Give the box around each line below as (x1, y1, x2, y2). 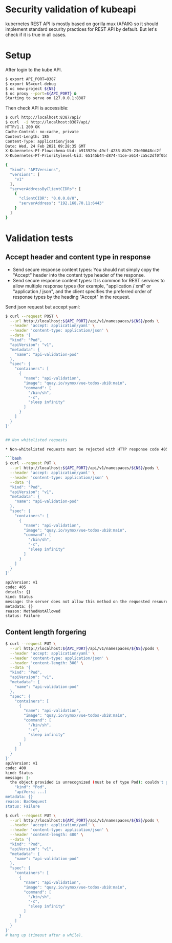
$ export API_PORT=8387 (5, 76, 56, 82)
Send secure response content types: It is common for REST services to (12, 277, 165, 283)
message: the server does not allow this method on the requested (5, 599, 150, 604)
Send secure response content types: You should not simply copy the (12, 266, 160, 273)
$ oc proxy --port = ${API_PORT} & (5, 91, 77, 96)
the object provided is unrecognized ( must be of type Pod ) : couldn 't (10, 780, 164, 785)
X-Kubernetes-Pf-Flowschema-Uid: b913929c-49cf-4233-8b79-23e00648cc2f (5, 148, 161, 154)
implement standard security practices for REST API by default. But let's (5, 26, 157, 32)
